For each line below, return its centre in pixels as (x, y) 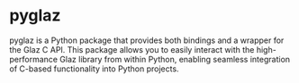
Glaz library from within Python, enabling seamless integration (175, 59)
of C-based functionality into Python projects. (94, 69)
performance (34, 59)
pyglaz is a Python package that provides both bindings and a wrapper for (147, 40)
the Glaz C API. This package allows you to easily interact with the (132, 49)
